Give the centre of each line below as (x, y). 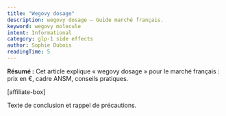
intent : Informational (39, 33)
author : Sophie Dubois (39, 45)
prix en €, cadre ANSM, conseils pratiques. (68, 78)
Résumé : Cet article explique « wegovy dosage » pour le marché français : (114, 71)
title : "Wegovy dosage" (41, 13)
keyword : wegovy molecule (44, 26)
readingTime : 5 (29, 52)
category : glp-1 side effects (50, 39)
